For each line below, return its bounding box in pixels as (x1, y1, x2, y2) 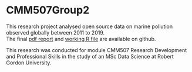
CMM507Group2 (6, 4, 90, 17)
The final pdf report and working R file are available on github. (6, 35, 156, 42)
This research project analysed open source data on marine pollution (6, 23, 173, 30)
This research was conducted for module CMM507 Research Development (6, 46, 187, 53)
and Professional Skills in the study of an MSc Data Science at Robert (6, 53, 174, 60)
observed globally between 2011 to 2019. (6, 29, 105, 36)
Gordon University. (6, 59, 52, 66)
